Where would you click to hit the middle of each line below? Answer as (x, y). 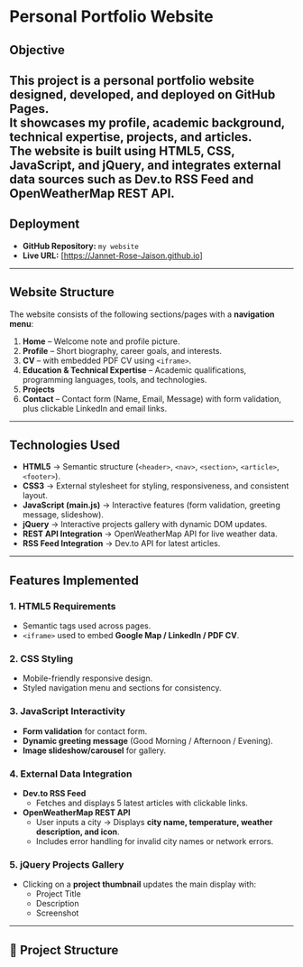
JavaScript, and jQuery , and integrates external (145, 165)
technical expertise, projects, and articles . (131, 137)
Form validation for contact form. (85, 731)
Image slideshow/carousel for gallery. (94, 750)
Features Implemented (74, 580)
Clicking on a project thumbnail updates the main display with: (139, 884)
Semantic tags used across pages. (87, 626)
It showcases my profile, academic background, (147, 122)
